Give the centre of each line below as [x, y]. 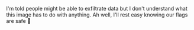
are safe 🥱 [19, 21]
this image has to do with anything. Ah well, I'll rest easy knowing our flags [97, 15]
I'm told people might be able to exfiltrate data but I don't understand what [97, 9]
